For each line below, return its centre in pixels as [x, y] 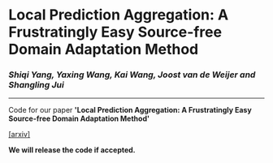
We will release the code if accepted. [72, 150]
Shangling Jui [37, 85]
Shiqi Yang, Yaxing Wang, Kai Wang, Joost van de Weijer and [132, 75]
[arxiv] [19, 135]
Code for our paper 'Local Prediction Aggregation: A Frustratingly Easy [130, 110]
